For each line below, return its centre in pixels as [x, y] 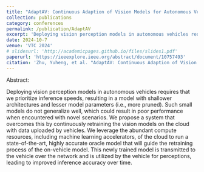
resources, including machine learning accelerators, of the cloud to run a [97, 136]
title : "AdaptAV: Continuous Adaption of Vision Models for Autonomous [99, 12]
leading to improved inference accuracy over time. [69, 162]
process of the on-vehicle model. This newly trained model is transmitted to [101, 150]
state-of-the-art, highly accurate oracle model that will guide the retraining [100, 143]
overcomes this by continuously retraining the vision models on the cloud [98, 124]
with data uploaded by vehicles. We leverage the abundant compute [92, 130]
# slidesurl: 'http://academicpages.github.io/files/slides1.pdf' [92, 51]
